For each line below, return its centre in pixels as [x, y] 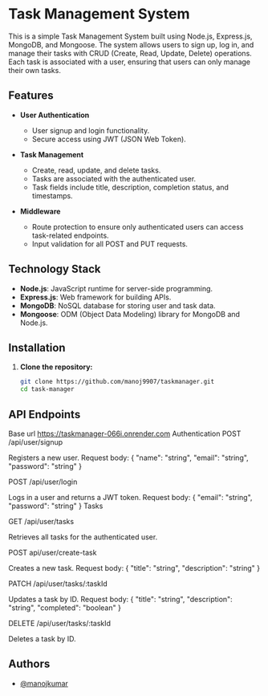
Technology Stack [55, 269]
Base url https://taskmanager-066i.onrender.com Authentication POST [125, 433]
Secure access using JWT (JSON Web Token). [109, 139]
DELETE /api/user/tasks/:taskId [59, 623]
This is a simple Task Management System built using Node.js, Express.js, [130, 36]
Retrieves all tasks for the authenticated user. [83, 537]
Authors [29, 664]
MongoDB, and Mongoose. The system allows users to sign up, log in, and [131, 44]
